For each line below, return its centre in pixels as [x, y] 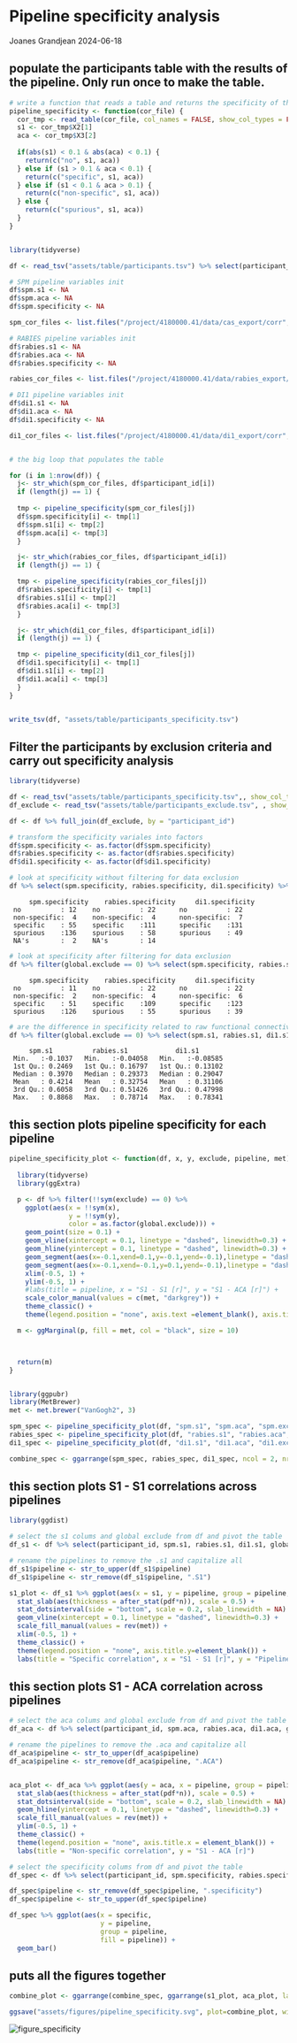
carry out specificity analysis [91, 760]
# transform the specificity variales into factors [106, 837]
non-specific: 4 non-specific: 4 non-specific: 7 [128, 918]
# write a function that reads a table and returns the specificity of [144, 103]
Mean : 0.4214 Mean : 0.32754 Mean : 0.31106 [118, 1082]
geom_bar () [37, 1948]
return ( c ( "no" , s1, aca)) [73, 160]
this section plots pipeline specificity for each [138, 1124]
